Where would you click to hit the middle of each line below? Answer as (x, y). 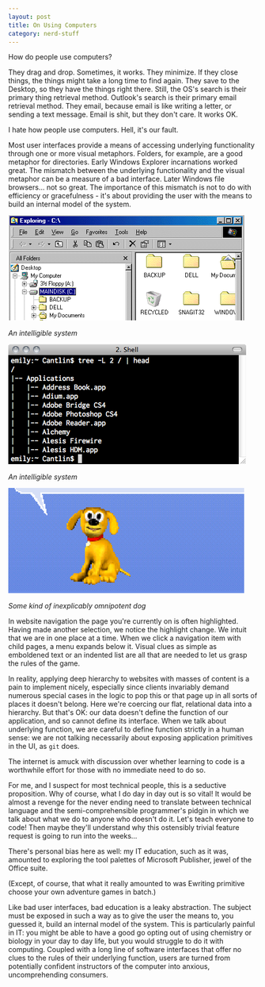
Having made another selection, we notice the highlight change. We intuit (127, 630)
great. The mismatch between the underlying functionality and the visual (127, 171)
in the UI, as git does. (44, 747)
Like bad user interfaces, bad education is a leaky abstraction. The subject (130, 908)
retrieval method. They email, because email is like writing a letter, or (120, 106)
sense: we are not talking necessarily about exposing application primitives (131, 738)
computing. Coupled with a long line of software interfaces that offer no (125, 950)
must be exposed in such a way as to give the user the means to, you (121, 916)
